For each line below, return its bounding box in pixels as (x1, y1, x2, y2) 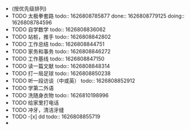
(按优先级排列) (11, 5, 47, 12)
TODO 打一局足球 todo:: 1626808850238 (11, 70, 111, 77)
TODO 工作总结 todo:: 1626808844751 (11, 40, 104, 47)
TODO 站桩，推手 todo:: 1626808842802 (11, 33, 111, 40)
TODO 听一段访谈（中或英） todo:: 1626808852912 (11, 77, 135, 84)
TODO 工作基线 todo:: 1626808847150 (11, 55, 104, 62)
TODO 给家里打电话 (11, 99, 59, 106)
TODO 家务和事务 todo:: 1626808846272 (11, 48, 111, 54)
